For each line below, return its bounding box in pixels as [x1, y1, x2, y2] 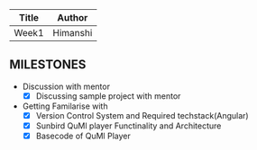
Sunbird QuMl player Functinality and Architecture [35, 120, 222, 131]
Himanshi [52, 27, 93, 39]
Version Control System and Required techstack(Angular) [35, 110, 250, 120]
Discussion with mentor [22, 81, 111, 92]
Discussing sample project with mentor [35, 90, 181, 101]
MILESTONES [9, 57, 87, 73]
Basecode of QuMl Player [35, 130, 131, 141]
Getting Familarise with [22, 101, 108, 111]
